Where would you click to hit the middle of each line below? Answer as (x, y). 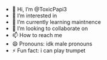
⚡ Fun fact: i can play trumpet (49, 50)
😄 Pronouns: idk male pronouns (52, 44)
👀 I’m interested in (34, 16)
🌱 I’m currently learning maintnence (57, 22)
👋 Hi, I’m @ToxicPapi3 (39, 9)
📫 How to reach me (37, 35)
